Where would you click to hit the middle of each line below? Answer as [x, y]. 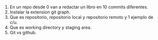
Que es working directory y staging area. [51, 27]
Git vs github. [23, 33]
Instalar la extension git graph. [40, 12]
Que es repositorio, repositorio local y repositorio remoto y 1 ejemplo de [81, 17]
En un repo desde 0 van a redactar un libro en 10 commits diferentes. [79, 7]
